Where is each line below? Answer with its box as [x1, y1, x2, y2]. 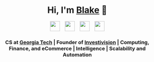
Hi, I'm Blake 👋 [47, 4, 107, 16]
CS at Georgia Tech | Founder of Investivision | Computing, [5, 39, 150, 46]
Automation [62, 51, 92, 58]
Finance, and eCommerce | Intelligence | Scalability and [8, 45, 146, 52]
